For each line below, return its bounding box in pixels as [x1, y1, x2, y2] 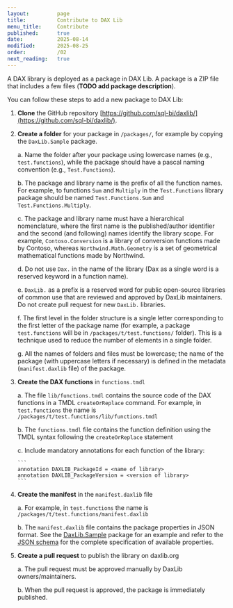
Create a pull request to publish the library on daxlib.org [17, 551, 179, 559]
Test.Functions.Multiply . [17, 201, 92, 209]
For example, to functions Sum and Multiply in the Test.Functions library [17, 186, 224, 195]
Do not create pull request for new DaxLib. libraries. [17, 300, 166, 309]
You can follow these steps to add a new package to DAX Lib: [7, 95, 184, 104]
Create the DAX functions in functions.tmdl [17, 377, 146, 386]
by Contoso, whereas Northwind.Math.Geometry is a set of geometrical [17, 244, 218, 252]
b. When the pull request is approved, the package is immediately [17, 585, 205, 594]
